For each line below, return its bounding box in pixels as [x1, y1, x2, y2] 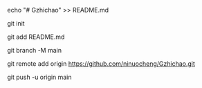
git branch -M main [7, 46, 62, 54]
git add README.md [7, 33, 65, 41]
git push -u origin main [7, 73, 72, 81]
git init [7, 19, 26, 27]
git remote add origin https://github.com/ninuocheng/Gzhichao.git [7, 60, 196, 68]
